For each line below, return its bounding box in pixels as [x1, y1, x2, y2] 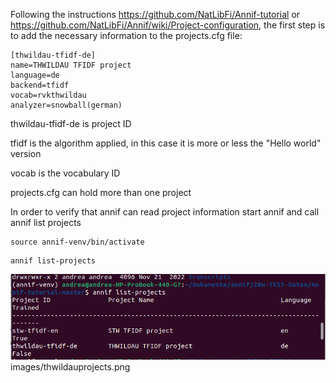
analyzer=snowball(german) [10, 100, 123, 110]
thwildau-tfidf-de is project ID [10, 118, 132, 129]
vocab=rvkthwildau [10, 90, 87, 100]
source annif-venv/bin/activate [10, 237, 145, 247]
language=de [10, 70, 60, 80]
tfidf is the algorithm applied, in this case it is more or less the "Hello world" [10, 137, 322, 149]
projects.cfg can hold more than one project [10, 187, 192, 198]
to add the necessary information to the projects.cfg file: [10, 30, 243, 41]
